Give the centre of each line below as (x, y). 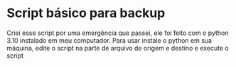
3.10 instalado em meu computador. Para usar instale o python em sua (109, 40)
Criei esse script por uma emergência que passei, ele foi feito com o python (118, 33)
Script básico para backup (86, 13)
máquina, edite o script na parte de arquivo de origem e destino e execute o (118, 48)
